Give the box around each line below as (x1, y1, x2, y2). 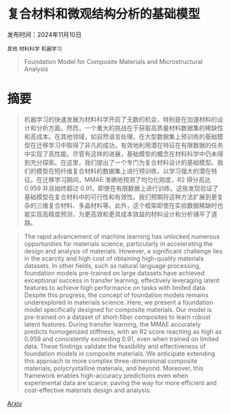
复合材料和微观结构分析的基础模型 (7, 6, 201, 22)
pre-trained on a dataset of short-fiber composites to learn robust (23, 313, 211, 321)
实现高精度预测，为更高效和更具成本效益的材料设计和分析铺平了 (30, 209, 211, 218)
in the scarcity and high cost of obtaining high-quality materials (23, 254, 205, 262)
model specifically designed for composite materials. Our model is (23, 305, 212, 313)
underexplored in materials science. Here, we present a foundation (23, 298, 213, 307)
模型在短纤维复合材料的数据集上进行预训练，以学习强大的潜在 (36, 167, 211, 175)
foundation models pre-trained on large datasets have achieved (23, 269, 205, 277)
